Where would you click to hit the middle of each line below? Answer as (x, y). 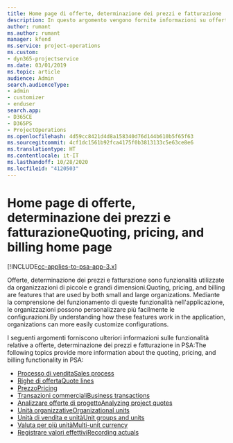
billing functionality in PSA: (45, 360)
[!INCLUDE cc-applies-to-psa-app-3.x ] (62, 266)
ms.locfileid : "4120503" (43, 168)
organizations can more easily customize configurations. (88, 324)
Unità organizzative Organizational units (73, 410)
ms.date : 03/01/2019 (37, 65)
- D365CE (20, 117)
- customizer (26, 98)
